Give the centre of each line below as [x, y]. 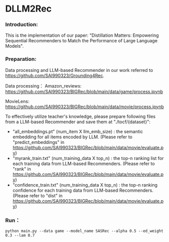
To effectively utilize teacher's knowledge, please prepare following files [80, 116]
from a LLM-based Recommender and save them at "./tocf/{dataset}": [78, 122]
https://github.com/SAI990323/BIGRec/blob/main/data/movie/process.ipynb [84, 107]
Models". [14, 46]
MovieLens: [17, 101]
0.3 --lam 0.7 [20, 235]
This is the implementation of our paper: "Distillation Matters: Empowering [82, 35]
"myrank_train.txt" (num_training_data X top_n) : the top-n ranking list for [88, 158]
